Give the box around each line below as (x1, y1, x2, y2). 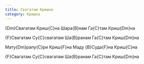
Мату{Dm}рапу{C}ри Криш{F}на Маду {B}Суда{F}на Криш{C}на (5, 44, 138, 50)
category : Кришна (5, 12, 40, 17)
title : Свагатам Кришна (5, 7, 54, 12)
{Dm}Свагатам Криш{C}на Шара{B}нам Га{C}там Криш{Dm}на (5, 25, 135, 31)
